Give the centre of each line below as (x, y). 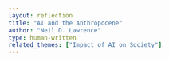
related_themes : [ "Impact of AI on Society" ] (85, 45)
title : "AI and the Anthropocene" (66, 23)
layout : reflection (41, 15)
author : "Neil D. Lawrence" (55, 30)
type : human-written (43, 38)
